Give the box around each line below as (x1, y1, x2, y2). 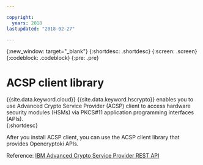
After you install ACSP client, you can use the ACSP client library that (6, 134, 180, 141)
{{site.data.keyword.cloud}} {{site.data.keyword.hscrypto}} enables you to (6, 96, 194, 103)
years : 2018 (12, 20, 43, 26)
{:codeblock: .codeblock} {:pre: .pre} (6, 54, 99, 62)
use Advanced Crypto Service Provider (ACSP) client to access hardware (6, 102, 191, 110)
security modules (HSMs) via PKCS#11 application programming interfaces (6, 109, 194, 116)
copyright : (6, 14, 34, 20)
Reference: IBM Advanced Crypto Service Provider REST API (6, 152, 160, 159)
